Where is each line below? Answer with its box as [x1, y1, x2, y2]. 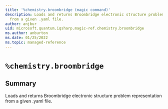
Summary [5, 79, 36, 88]
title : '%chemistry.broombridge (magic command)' [5, 7, 111, 12]
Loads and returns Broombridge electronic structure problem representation [5, 92, 162, 98]
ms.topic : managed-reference [5, 40, 66, 45]
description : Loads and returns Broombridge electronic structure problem [5, 12, 164, 17]
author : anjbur [5, 21, 37, 26]
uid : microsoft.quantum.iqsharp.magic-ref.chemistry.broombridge [5, 26, 144, 31]
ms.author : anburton [5, 30, 48, 35]
